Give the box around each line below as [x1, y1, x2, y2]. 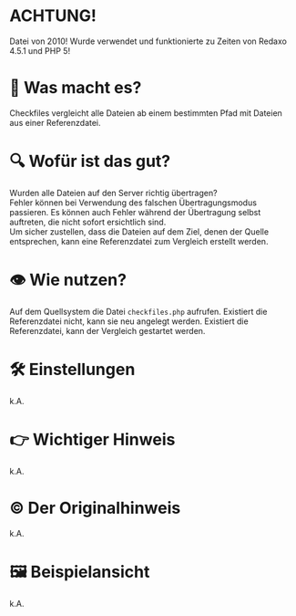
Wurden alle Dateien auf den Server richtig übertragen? [9, 187, 218, 198]
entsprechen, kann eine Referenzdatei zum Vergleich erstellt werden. [9, 235, 269, 246]
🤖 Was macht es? [9, 78, 142, 99]
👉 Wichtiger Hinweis [9, 429, 176, 450]
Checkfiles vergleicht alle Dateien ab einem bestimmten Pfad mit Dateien [9, 107, 282, 119]
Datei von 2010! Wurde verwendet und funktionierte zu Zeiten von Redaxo [9, 36, 287, 47]
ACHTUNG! [9, 5, 97, 26]
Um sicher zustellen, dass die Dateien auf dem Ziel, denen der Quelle [9, 225, 270, 237]
